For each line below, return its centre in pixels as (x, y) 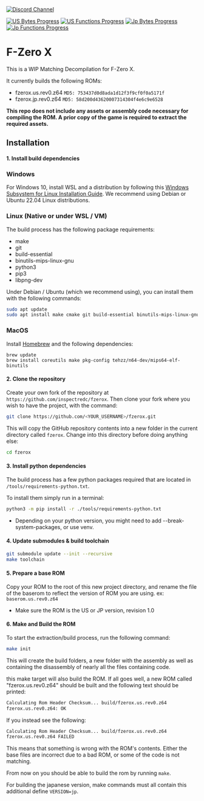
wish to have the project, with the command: (62, 405)
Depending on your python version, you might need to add (88, 521)
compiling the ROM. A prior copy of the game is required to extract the (97, 117)
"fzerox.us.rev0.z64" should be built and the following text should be (93, 685)
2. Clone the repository (36, 379)
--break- (174, 521)
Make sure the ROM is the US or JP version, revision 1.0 (85, 610)
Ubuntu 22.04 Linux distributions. (48, 200)
